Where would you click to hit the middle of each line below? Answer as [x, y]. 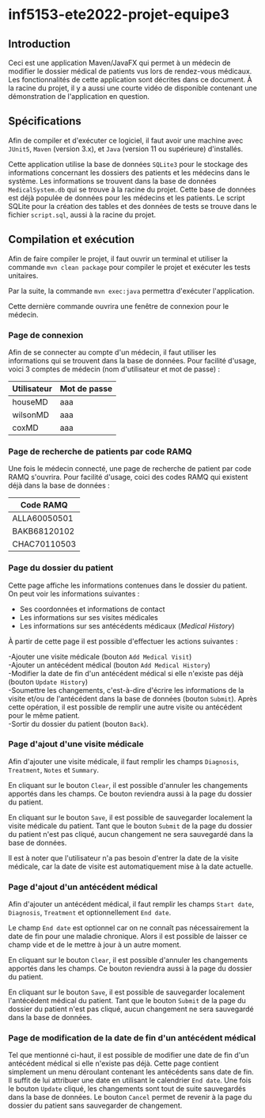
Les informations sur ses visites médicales [89, 617]
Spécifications [45, 122]
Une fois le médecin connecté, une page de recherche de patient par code [130, 469]
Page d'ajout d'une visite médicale [76, 744]
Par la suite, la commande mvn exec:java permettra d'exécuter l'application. [131, 291]
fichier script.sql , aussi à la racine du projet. [82, 215]
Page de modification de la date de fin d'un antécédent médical [132, 1038]
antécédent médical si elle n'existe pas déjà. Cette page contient [114, 1063]
